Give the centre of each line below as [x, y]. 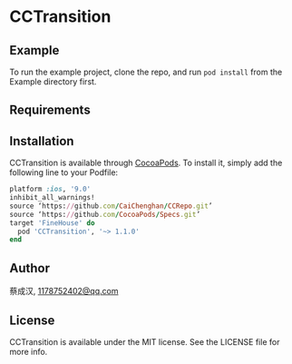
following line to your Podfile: [64, 172]
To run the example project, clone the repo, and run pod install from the [146, 72]
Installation [42, 141]
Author [29, 268]
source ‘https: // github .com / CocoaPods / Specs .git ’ [105, 214]
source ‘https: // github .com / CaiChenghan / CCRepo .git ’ [111, 206]
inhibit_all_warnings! [52, 198]
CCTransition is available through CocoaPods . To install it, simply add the [146, 163]
